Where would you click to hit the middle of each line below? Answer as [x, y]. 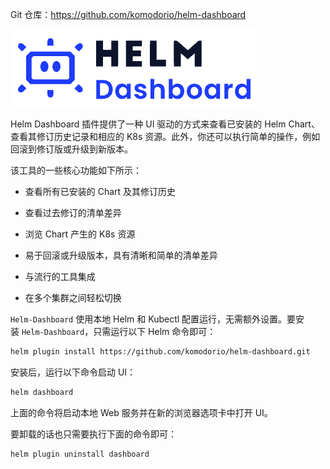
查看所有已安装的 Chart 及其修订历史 [100, 191]
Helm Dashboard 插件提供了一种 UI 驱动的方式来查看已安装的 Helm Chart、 [165, 124]
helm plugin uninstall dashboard [80, 454]
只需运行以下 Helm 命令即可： [155, 331]
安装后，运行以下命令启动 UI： [73, 372]
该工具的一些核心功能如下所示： [76, 170]
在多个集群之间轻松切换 [73, 297]
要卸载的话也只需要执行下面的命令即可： [93, 434]
